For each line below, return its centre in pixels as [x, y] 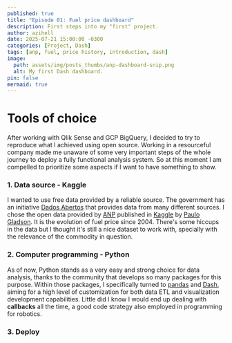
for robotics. [25, 314]
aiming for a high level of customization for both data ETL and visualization [113, 292]
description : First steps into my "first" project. [83, 26]
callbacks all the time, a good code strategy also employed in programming [115, 306]
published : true [30, 13]
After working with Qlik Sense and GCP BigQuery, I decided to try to [104, 138]
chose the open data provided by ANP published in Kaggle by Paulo [104, 214]
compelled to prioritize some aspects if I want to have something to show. [112, 167]
